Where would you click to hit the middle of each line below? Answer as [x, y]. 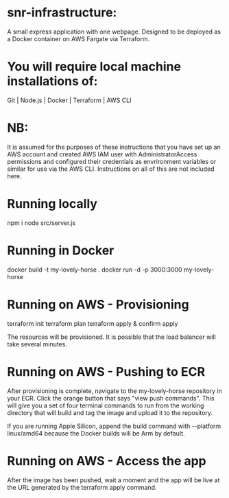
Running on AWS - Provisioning [98, 304]
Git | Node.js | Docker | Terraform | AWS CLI [69, 100]
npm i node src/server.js [41, 223]
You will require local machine [94, 67]
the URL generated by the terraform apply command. [82, 487]
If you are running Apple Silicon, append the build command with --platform [114, 426]
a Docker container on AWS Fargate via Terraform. [78, 38]
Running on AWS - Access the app [107, 461]
